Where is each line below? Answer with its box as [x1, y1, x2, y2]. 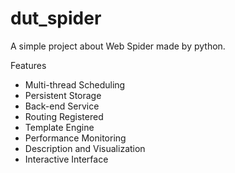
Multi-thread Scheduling [24, 78, 126, 91]
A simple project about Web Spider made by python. [10, 40, 226, 52]
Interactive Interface [24, 153, 109, 165]
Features [10, 59, 47, 71]
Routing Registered [24, 110, 104, 122]
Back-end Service [24, 100, 100, 112]
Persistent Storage [24, 89, 102, 101]
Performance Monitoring [24, 132, 127, 144]
